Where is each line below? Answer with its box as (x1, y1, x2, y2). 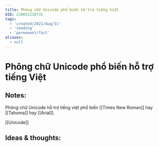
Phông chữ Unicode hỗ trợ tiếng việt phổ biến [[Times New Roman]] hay (5, 104, 153, 110)
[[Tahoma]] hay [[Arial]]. (5, 110, 55, 116)
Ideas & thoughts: (5, 134, 61, 142)
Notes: (5, 91, 26, 100)
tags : (5, 16, 16, 21)
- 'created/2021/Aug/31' (9, 21, 61, 26)
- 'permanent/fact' (9, 30, 50, 35)
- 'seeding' (9, 26, 35, 31)
